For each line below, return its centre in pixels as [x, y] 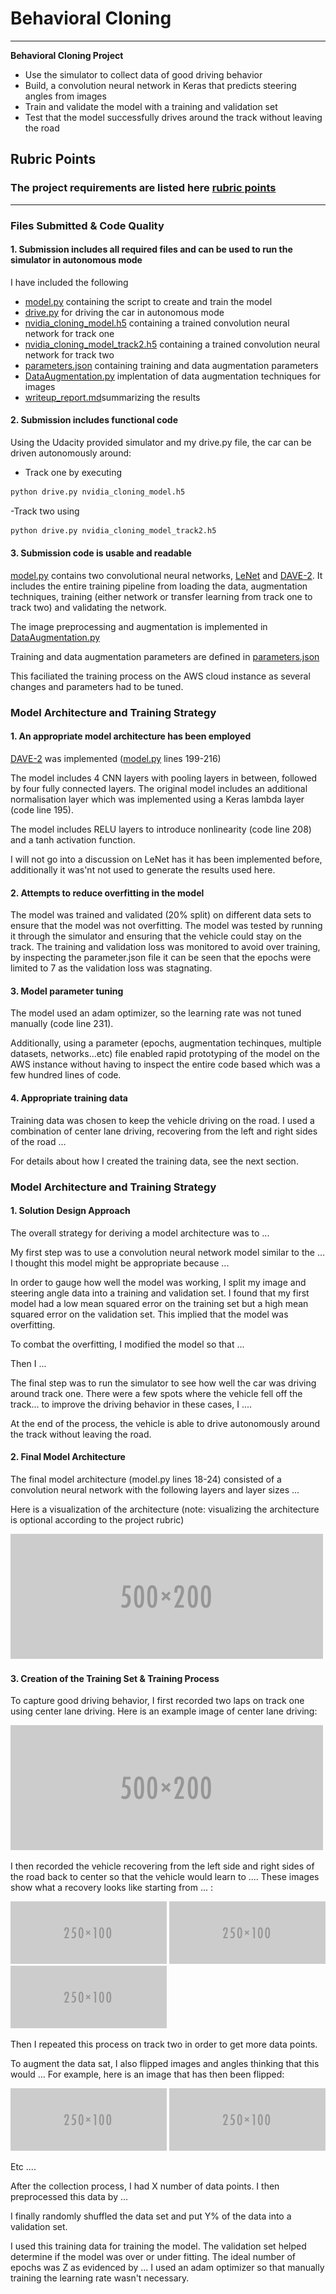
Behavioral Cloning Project [67, 55]
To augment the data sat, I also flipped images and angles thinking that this [165, 2064]
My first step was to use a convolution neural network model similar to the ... [168, 1252]
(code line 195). [42, 810]
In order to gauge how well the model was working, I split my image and [158, 1282]
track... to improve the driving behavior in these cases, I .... [131, 1404]
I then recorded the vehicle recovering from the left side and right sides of [162, 1866]
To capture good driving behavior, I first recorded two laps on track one [157, 1701]
